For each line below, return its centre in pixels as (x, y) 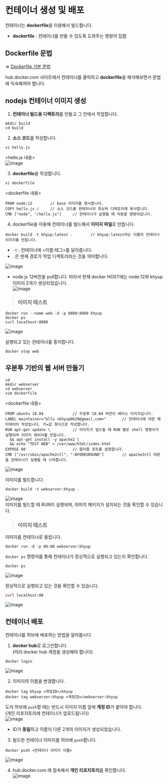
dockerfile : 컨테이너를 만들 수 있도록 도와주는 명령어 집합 (69, 36)
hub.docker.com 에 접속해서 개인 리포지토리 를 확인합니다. (69, 770)
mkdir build (18, 123)
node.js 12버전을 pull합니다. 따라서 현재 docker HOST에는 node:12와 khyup (88, 276)
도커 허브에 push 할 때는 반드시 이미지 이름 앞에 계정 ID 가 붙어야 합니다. (74, 707)
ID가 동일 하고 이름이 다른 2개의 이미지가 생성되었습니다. (67, 729)
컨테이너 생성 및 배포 (45, 10)
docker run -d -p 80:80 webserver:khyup (48, 546)
